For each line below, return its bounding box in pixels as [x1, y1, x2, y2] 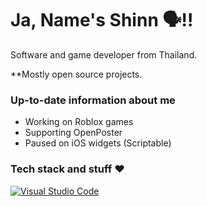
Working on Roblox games [24, 116, 134, 128]
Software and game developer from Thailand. [10, 48, 198, 61]
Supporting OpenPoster [24, 127, 123, 139]
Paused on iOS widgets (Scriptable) [24, 137, 172, 149]
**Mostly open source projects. [10, 68, 143, 80]
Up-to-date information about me [10, 93, 176, 107]
